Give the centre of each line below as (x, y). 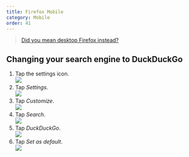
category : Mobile (28, 18)
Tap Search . (30, 115)
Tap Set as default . (39, 142)
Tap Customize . (35, 101)
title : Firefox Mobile (35, 12)
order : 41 (19, 23)
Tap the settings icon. (42, 74)
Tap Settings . (31, 88)
